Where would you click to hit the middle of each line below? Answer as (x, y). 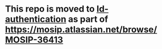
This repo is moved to (50, 9)
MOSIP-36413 (34, 40)
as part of (88, 19)
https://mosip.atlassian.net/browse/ (81, 30)
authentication (36, 19)
